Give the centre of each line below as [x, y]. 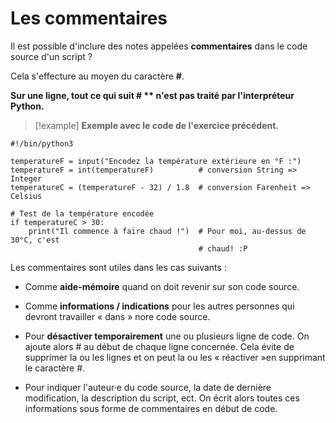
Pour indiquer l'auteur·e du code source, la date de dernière [148, 387]
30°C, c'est [35, 240]
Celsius [26, 196]
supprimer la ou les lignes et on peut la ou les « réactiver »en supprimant [175, 357]
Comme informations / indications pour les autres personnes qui [159, 306]
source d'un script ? [51, 56]
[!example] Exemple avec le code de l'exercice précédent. [157, 125]
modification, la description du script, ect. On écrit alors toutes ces [162, 398]
